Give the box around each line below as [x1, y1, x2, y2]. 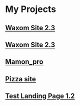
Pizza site [5, 74, 36, 83]
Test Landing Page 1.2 [5, 92, 75, 100]
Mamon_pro [5, 58, 43, 66]
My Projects [5, 4, 56, 15]
